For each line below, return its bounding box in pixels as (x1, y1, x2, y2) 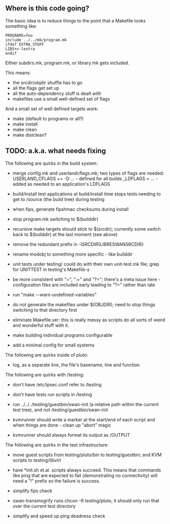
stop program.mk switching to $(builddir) (12, 216, 98, 222)
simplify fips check (12, 487, 52, 494)
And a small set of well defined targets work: (5, 106, 99, 112)
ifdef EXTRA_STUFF (5, 42, 44, 47)
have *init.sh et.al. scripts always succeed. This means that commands (12, 467, 161, 473)
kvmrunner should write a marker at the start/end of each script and (12, 416, 155, 422)
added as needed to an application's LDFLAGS (12, 181, 111, 187)
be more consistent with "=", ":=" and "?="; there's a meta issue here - (12, 276, 161, 282)
